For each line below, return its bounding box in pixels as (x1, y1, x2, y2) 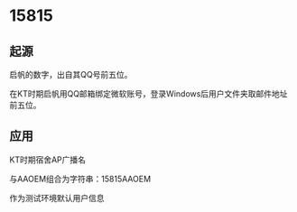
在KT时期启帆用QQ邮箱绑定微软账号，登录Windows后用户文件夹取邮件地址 (9, 88, 288, 99)
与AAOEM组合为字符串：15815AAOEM (9, 173, 152, 184)
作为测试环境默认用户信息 (9, 192, 105, 203)
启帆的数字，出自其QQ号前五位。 (9, 69, 133, 79)
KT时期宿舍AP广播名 (9, 154, 87, 165)
